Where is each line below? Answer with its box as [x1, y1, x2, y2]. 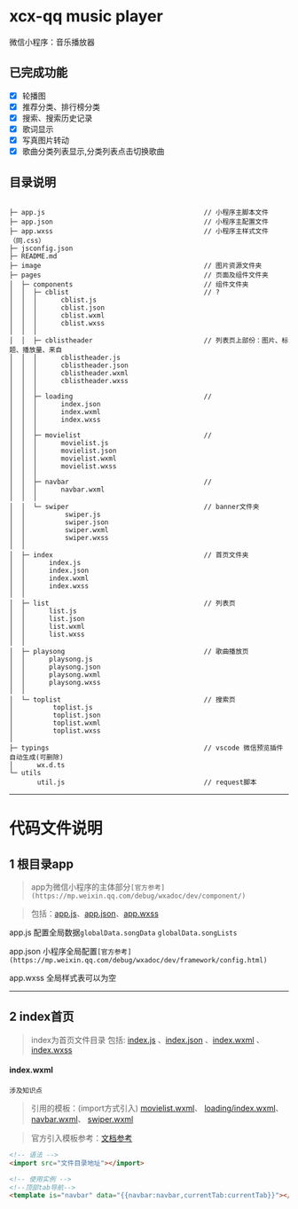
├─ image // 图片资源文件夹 [9, 261, 263, 270]
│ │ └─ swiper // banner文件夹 [9, 502, 260, 511]
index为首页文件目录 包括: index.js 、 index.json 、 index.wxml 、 [30, 1034, 264, 1045]
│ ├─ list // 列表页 [9, 599, 236, 608]
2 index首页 [9, 1009, 74, 1025]
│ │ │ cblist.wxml [9, 310, 105, 320]
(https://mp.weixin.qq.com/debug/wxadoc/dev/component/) [30, 891, 247, 900]
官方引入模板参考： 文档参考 [30, 1133, 133, 1143]
